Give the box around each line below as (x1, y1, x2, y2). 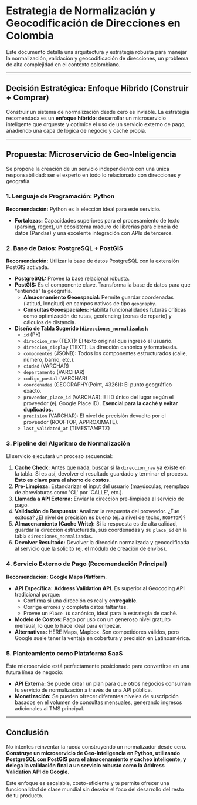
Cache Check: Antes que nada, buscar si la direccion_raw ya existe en (14, 464, 186, 471)
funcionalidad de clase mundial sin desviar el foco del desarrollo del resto (6, 786, 184, 793)
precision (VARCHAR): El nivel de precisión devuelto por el (23, 412, 166, 419)
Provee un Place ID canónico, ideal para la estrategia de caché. (23, 609, 178, 617)
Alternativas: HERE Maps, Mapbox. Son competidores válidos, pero (14, 628, 179, 635)
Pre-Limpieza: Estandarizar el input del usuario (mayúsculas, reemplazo (14, 483, 190, 490)
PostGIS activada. (6, 264, 49, 271)
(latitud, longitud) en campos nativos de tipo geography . (23, 300, 157, 307)
